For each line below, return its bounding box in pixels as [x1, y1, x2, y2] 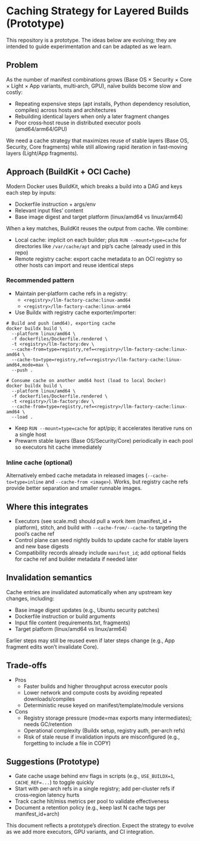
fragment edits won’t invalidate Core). [6, 643, 99, 650]
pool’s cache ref [14, 530, 55, 537]
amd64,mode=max [6, 362, 44, 368]
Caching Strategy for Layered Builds [6, 4, 189, 18]
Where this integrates [6, 502, 89, 512]
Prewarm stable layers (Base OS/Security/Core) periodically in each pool [14, 437, 193, 444]
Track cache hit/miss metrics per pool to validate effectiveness [14, 798, 170, 805]
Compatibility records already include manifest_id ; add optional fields [14, 549, 186, 556]
